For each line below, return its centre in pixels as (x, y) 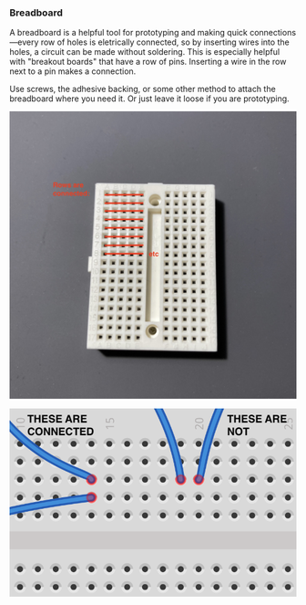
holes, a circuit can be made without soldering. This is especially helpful (145, 52)
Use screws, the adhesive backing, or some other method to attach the (143, 89)
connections (273, 33)
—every (24, 42)
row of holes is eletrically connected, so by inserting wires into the (165, 42)
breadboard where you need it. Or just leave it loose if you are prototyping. (149, 99)
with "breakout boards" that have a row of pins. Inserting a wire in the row (148, 62)
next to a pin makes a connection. (73, 71)
